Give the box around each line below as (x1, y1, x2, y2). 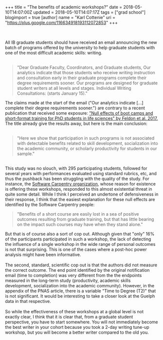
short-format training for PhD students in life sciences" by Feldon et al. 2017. (5, 116, 158, 121)
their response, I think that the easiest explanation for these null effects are (5, 197, 155, 202)
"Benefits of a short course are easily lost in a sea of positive (17, 211, 139, 217)
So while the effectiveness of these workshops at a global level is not (5, 309, 144, 314)
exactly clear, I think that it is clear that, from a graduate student (5, 314, 133, 320)
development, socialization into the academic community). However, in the (5, 283, 155, 288)
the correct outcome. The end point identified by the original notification (5, 267, 150, 273)
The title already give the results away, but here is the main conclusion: (5, 120, 147, 126)
